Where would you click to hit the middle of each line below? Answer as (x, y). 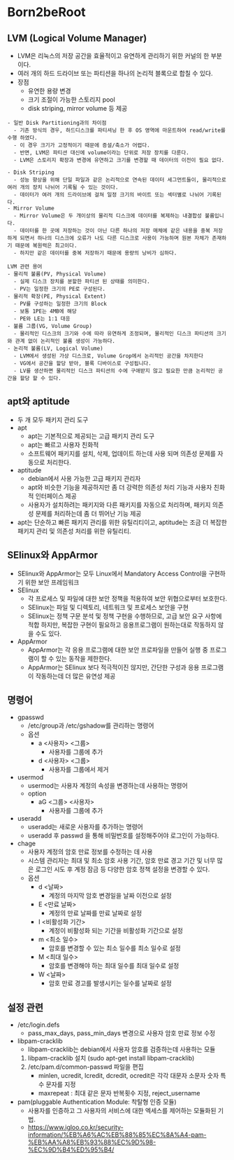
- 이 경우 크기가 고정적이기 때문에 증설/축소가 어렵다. (82, 145)
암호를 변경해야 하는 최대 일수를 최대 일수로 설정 (114, 966)
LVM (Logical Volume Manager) (77, 38)
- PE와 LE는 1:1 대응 (42, 319)
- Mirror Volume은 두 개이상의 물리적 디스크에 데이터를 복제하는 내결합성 (108, 216)
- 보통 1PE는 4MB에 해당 (45, 311)
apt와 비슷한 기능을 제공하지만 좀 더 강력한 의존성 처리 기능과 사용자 (120, 487)
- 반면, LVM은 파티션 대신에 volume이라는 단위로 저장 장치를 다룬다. (102, 153)
